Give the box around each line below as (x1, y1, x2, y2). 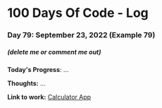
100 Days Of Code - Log (7, 5, 149, 21)
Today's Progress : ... (7, 66, 69, 74)
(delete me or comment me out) (7, 47, 101, 56)
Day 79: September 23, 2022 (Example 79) (7, 30, 156, 40)
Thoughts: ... (7, 79, 46, 88)
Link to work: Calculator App (7, 93, 92, 102)
